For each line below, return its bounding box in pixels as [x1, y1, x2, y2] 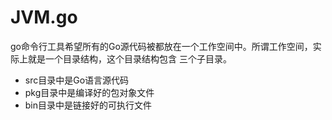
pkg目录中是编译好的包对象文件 [24, 86, 155, 98]
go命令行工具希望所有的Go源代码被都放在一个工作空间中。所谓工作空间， [10, 40, 313, 52]
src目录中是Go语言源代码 [24, 74, 130, 86]
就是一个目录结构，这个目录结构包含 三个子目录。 [27, 52, 232, 65]
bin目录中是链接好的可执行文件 [24, 99, 153, 111]
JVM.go [10, 6, 78, 29]
